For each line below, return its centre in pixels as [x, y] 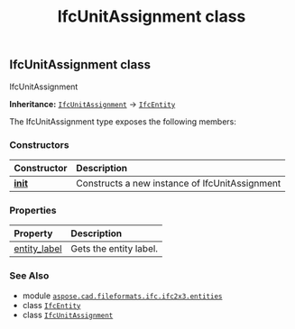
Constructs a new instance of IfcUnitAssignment [179, 183]
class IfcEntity [51, 305]
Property [33, 233]
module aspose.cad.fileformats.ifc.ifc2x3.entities [122, 296]
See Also [29, 276]
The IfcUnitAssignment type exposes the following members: [123, 121]
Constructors [39, 144]
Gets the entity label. [115, 249]
